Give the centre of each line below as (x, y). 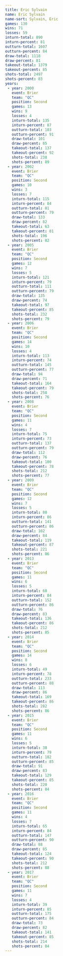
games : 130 (16, 24)
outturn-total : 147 (31, 835)
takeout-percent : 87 (33, 545)
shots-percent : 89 (31, 162)
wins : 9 (19, 111)
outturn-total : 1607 (26, 47)
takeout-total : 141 (31, 932)
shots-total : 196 (30, 236)
